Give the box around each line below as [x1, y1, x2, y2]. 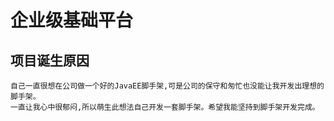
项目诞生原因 [10, 52, 90, 69]
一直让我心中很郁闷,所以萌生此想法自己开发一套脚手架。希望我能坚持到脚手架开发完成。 [10, 102, 320, 112]
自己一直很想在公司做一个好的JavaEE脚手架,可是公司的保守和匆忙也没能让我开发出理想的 [10, 81, 325, 91]
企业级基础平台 [10, 9, 134, 32]
